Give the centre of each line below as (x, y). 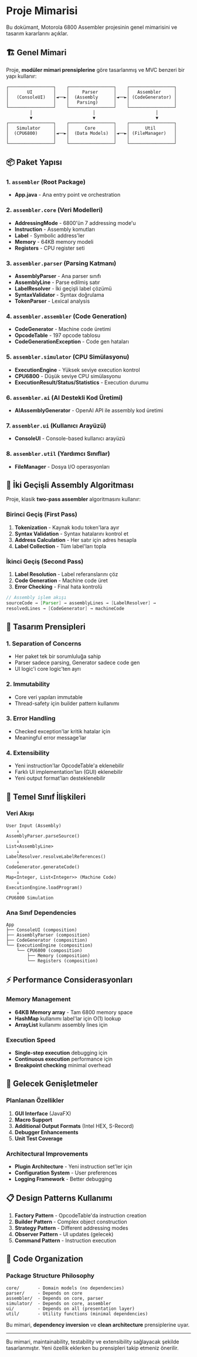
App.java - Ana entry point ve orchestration (67, 195)
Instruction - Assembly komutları (55, 229)
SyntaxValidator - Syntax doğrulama (59, 295)
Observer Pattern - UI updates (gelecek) (64, 1234)
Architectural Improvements (47, 1154)
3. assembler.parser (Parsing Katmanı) (61, 263)
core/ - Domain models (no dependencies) (65, 1288)
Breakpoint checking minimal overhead (63, 1065)
